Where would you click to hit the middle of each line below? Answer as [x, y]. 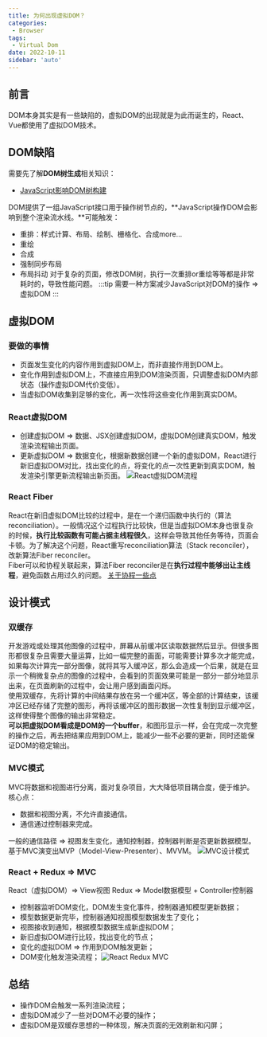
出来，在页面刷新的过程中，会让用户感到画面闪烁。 [92, 686]
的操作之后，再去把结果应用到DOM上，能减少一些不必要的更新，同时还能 [128, 736]
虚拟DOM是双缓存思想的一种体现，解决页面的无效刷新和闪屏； [122, 1025]
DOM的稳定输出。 [44, 745]
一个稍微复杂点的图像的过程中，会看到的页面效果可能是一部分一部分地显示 [137, 676]
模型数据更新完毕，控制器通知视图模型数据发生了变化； [110, 918]
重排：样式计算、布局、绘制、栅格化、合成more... [101, 234]
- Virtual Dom [35, 45]
